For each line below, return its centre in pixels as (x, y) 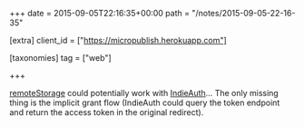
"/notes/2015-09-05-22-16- (244, 13)
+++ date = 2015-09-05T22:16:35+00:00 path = (100, 13)
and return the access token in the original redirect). (107, 112)
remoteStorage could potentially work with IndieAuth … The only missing (144, 93)
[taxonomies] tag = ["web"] (60, 58)
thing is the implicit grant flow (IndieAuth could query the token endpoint (145, 103)
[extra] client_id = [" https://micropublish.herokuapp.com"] (118, 40)
